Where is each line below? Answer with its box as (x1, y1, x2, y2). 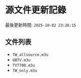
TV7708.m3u (12, 63, 35, 68)
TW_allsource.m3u (12, 52, 49, 57)
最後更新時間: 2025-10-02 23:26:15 (5, 22, 77, 28)
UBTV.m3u (12, 58, 31, 63)
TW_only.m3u (12, 68, 37, 73)
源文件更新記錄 (5, 4, 67, 16)
